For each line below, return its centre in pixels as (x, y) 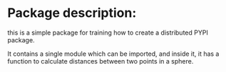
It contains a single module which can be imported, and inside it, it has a (113, 54)
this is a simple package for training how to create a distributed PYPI (108, 32)
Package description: (72, 13)
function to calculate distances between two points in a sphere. (101, 61)
